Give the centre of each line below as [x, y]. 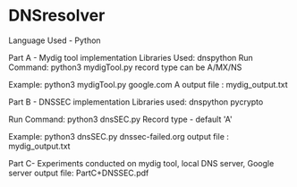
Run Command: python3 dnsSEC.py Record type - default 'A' [121, 119]
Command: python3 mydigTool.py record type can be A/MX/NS [125, 67]
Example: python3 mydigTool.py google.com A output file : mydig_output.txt [148, 84]
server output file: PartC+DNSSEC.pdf [79, 173]
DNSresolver [57, 16]
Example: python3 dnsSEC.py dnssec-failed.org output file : [119, 136]
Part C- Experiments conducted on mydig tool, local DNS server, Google [141, 163]
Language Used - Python [55, 40]
